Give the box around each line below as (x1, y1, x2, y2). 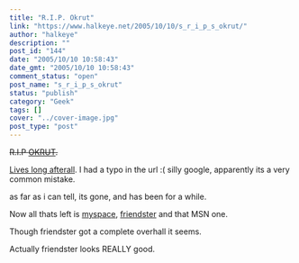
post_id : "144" (9, 47, 67, 56)
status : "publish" (9, 88, 78, 97)
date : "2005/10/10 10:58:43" (9, 55, 119, 64)
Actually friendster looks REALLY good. (9, 244, 156, 254)
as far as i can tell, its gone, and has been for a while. (9, 191, 207, 202)
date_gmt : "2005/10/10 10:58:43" (9, 64, 135, 73)
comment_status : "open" (9, 72, 99, 81)
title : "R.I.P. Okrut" (9, 13, 95, 23)
